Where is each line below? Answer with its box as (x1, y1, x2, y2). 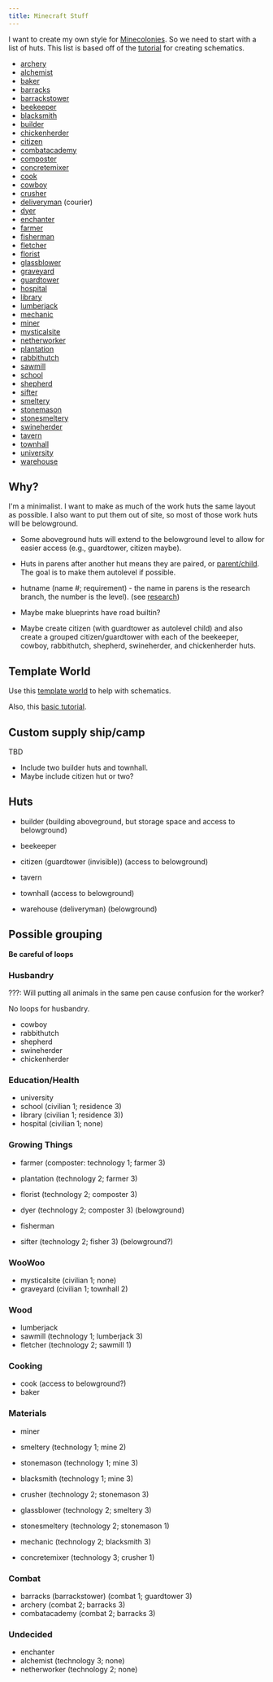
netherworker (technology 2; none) (19, 1665, 138, 1675)
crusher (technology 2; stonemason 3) (19, 1489, 149, 1499)
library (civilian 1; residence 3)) (19, 1110, 123, 1120)
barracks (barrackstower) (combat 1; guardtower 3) (19, 1592, 193, 1601)
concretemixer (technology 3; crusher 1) (19, 1552, 155, 1562)
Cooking (8, 1361, 43, 1372)
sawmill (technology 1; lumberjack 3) (19, 1331, 144, 1341)
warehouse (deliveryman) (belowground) (19, 904, 158, 914)
